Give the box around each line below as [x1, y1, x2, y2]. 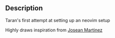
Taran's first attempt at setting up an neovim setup [5, 17, 110, 23]
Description [5, 4, 43, 12]
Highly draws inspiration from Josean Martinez [5, 27, 103, 33]
